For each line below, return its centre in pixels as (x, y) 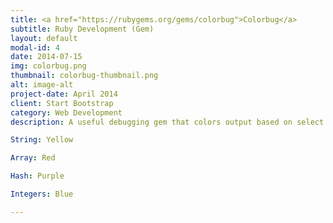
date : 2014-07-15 (46, 57)
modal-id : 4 (35, 47)
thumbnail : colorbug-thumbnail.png (84, 76)
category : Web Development (66, 112)
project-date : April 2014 (64, 94)
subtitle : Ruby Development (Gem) (82, 29)
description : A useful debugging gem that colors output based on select (167, 122)
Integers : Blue (42, 194)
